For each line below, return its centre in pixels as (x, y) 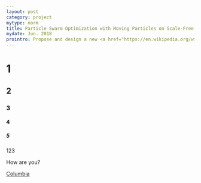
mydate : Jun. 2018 (29, 34)
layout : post (22, 12)
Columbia (18, 174)
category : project (29, 17)
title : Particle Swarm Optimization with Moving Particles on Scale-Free (100, 28)
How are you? (23, 162)
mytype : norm (22, 23)
